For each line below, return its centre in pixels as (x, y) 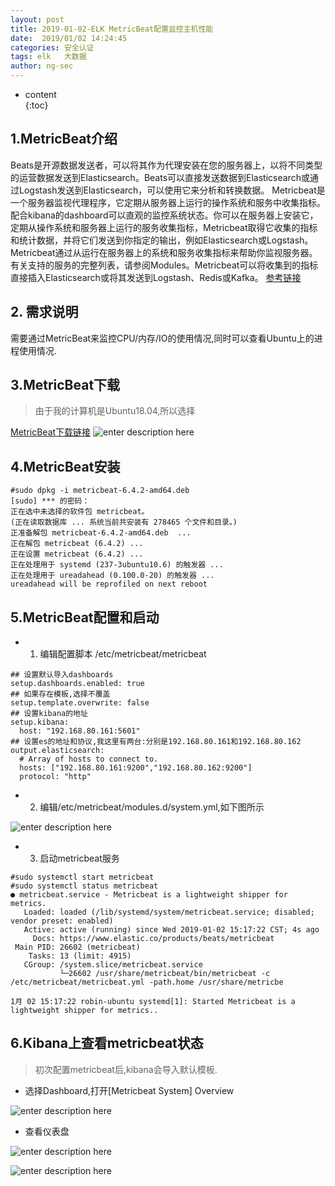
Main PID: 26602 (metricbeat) (77, 947)
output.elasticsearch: (57, 751)
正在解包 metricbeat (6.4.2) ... (77, 544)
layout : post (37, 19)
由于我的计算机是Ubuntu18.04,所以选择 (115, 411)
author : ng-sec (42, 66)
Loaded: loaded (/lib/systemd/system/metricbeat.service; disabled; (169, 912)
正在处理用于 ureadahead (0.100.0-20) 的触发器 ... (112, 576)
